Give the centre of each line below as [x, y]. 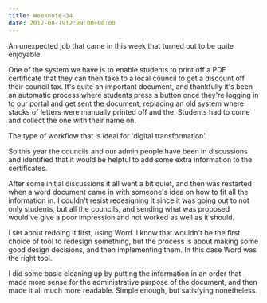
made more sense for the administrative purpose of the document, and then [133, 282]
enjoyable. [25, 54]
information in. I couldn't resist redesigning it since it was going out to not [129, 200]
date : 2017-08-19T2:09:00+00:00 [62, 23]
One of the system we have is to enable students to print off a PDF [118, 69]
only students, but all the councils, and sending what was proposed [119, 208]
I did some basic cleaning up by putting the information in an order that [125, 273]
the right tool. [30, 258]
